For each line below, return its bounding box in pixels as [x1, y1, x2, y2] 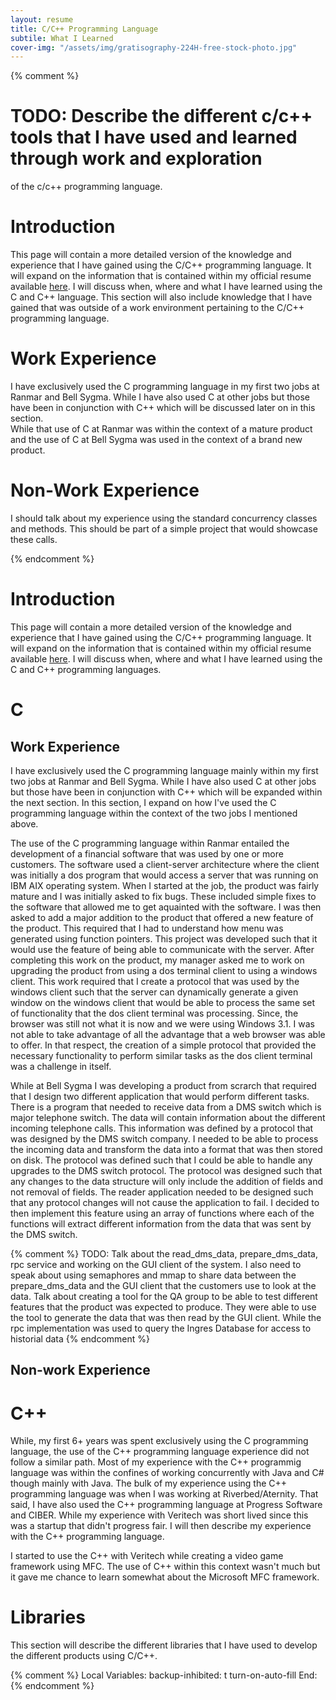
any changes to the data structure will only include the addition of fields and [10, 1175, 324, 1187]
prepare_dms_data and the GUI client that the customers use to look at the [10, 1279, 317, 1291]
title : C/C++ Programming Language [10, 24, 159, 34]
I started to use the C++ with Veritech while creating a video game [10, 1550, 284, 1562]
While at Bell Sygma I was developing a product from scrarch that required [10, 1079, 317, 1091]
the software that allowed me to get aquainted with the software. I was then [10, 901, 322, 913]
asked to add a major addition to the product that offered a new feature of [10, 911, 314, 923]
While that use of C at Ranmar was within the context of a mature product [10, 423, 313, 435]
